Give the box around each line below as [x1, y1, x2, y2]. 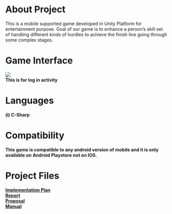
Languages [5, 95, 54, 106]
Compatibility [5, 130, 65, 141]
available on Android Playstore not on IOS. [5, 152, 98, 158]
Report [5, 192, 21, 198]
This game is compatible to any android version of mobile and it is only [5, 146, 159, 153]
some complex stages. [5, 37, 53, 43]
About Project [5, 4, 66, 15]
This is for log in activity [5, 77, 58, 83]
